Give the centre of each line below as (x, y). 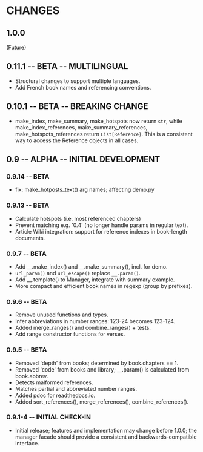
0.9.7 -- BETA (27, 254)
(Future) (16, 47)
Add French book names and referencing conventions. (83, 87)
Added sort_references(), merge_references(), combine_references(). (102, 401)
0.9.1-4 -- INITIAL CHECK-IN (48, 417)
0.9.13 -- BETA (28, 205)
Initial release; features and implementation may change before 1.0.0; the (106, 430)
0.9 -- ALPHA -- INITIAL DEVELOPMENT (83, 159)
